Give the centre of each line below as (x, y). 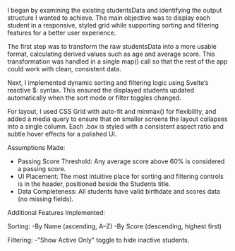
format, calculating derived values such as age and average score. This (111, 54)
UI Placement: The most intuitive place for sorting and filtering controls (120, 176)
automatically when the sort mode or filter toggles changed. (95, 98)
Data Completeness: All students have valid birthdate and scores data (119, 191)
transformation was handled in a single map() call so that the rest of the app (117, 62)
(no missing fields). (46, 199)
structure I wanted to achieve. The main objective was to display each (109, 18)
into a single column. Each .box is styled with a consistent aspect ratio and (115, 126)
